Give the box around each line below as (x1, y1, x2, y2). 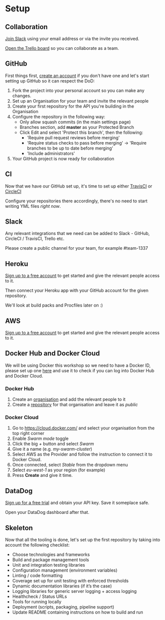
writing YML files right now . (5, 203, 61, 209)
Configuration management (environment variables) (12, 567, 118, 573)
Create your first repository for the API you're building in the (12, 103, 134, 109)
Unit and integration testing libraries (12, 562, 85, 568)
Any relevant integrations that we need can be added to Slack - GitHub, (5, 231, 150, 236)
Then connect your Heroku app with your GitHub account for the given (5, 287, 149, 294)
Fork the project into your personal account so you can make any (12, 87, 145, 93)
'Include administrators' (27, 150, 75, 156)
